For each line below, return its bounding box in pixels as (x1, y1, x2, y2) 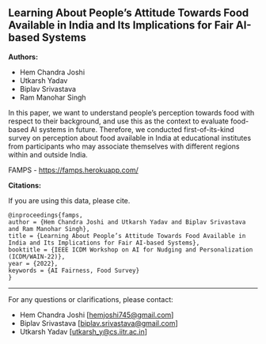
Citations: (8, 180, 42, 190)
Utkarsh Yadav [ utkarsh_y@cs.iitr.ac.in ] (19, 327, 148, 336)
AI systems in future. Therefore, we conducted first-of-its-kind (30, 124, 235, 134)
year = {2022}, (8, 259, 59, 267)
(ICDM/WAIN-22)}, (8, 252, 66, 260)
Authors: (8, 51, 38, 62)
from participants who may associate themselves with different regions (8, 142, 240, 151)
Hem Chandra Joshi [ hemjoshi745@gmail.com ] (19, 310, 174, 319)
